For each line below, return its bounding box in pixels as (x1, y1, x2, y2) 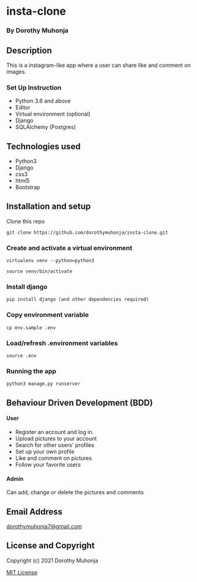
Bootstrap (15, 184, 40, 191)
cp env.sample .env (6, 324, 56, 331)
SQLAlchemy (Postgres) (15, 123, 76, 131)
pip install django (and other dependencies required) (6, 297, 149, 303)
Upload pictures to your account (15, 435, 97, 442)
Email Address (6, 506, 63, 517)
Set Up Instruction (6, 83, 62, 91)
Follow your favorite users (15, 460, 81, 468)
